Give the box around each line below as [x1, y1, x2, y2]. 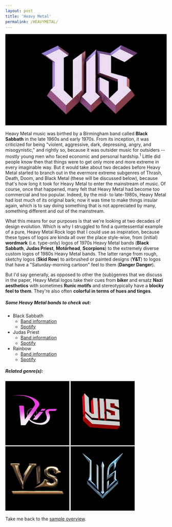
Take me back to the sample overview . [5, 516, 87, 522]
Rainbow [12, 345, 32, 352]
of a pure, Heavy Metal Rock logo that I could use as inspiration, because [5, 229, 160, 235]
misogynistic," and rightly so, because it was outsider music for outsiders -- [5, 147, 165, 153]
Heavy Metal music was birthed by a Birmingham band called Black [5, 130, 148, 136]
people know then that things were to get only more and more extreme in [5, 158, 159, 165]
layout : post [5, 8, 33, 13]
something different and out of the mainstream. [5, 208, 105, 214]
